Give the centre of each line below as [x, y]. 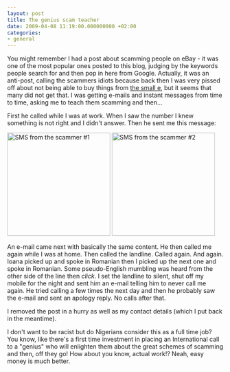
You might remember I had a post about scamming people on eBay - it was [113, 58]
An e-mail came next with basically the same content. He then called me [110, 247]
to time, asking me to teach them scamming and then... [85, 102]
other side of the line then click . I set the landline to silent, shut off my [105, 276]
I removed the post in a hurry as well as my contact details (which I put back [115, 311]
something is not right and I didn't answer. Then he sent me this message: [112, 123]
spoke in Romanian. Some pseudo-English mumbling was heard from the [110, 269]
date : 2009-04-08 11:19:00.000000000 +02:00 [72, 26]
